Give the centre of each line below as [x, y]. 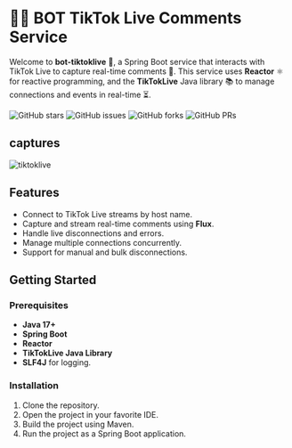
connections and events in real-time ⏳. [80, 94]
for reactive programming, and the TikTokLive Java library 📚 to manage [142, 81]
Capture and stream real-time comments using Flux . [118, 224]
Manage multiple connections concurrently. [102, 242]
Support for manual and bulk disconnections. [105, 252]
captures [35, 143]
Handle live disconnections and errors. [93, 233]
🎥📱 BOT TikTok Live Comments [126, 18]
